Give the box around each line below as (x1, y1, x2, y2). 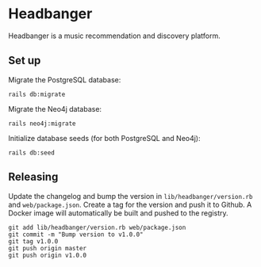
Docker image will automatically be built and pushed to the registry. (8, 208, 228, 218)
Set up (8, 54, 41, 67)
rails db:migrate (8, 90, 66, 98)
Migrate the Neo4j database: (8, 104, 102, 113)
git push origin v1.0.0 (8, 251, 87, 259)
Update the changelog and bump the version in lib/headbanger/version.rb (8, 191, 253, 200)
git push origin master (8, 244, 87, 252)
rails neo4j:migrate (8, 120, 77, 128)
